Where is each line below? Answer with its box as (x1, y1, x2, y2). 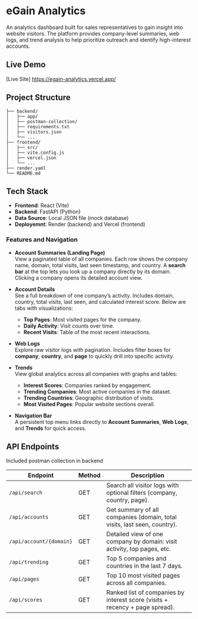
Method (78, 471, 101, 479)
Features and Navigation (6, 235, 78, 244)
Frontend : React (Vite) (14, 202, 70, 209)
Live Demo (6, 60, 46, 70)
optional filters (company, (106, 489, 178, 497)
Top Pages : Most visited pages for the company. (23, 316, 142, 323)
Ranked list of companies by (106, 588, 184, 597)
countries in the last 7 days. (106, 562, 183, 570)
